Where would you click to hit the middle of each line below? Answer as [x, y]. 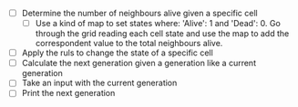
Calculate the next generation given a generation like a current [139, 63]
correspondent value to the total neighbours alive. [129, 44]
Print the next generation [68, 93]
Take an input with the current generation [99, 83]
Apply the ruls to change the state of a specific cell [117, 53]
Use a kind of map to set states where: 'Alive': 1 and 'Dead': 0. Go [158, 24]
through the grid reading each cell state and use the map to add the [162, 34]
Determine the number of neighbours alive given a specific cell [139, 13]
